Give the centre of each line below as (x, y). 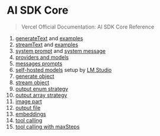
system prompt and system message (60, 50)
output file (28, 107)
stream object (32, 82)
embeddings (31, 114)
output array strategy (41, 95)
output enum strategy (42, 88)
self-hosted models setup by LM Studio (63, 69)
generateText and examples (49, 38)
